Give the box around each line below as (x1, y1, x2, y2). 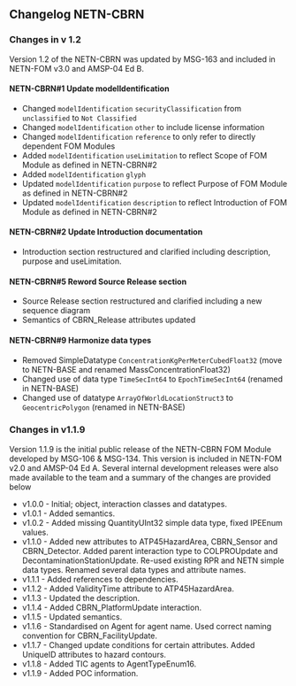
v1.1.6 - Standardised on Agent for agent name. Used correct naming (21, 620, 272, 631)
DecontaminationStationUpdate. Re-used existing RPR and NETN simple (21, 555, 285, 566)
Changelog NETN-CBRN (9, 7, 145, 22)
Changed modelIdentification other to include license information (21, 121, 265, 132)
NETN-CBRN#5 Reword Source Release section (9, 276, 187, 287)
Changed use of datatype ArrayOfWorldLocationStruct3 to (21, 392, 234, 403)
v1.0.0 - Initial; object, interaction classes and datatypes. (21, 498, 228, 509)
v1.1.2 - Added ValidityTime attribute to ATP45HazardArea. (21, 583, 234, 594)
